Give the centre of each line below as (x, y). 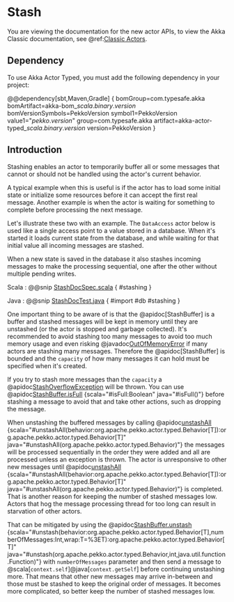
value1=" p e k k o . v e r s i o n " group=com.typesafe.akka (80, 120)
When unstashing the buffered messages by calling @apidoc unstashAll (109, 422)
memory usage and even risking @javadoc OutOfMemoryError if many (107, 343)
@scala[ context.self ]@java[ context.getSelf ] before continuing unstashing (116, 569)
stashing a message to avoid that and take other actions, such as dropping (114, 402)
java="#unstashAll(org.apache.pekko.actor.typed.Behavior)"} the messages (116, 444)
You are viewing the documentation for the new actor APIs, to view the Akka (116, 31)
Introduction (35, 150)
